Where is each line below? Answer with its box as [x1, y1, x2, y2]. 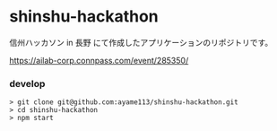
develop [9, 77, 46, 90]
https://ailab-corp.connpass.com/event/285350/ [9, 55, 189, 65]
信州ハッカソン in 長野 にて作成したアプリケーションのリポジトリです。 [9, 37, 273, 48]
